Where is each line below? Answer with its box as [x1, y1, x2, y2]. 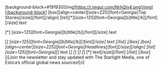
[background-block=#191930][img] [5, 4, 76, 10]
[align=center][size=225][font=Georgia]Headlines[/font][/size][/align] [5, 44, 145, 49]
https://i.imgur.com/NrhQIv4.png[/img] [75, 4, 153, 10]
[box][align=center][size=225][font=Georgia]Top [48, 9, 146, 15]
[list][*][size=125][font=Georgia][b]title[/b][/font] [60, 15, 158, 20]
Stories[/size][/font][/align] [5, 15, 59, 20]
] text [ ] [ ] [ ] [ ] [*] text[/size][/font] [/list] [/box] [57, 49, 151, 55]
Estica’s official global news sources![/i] [5, 60, 85, 65]
